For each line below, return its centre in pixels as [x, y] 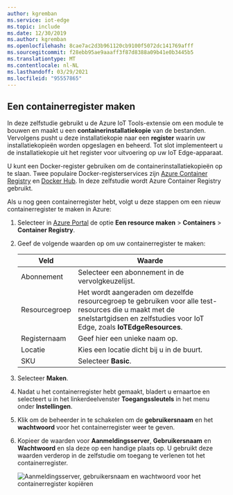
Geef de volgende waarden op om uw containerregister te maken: [111, 243]
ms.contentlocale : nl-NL [43, 65]
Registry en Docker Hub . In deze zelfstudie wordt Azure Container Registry [114, 181]
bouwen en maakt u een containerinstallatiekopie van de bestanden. [107, 131]
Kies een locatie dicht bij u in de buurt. [140, 350]
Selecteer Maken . [43, 378]
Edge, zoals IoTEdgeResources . [130, 327]
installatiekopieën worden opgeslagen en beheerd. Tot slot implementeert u [115, 145]
